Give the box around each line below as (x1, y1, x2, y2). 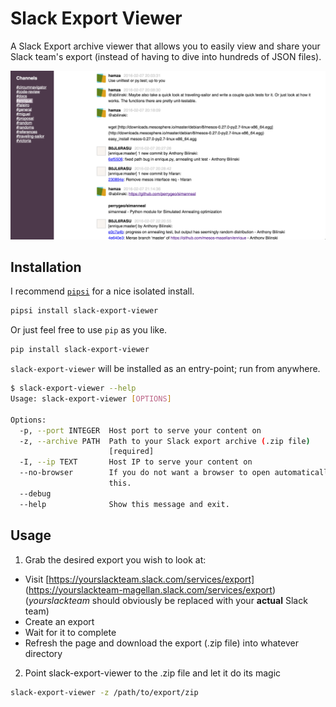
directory (24, 647, 63, 659)
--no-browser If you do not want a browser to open (19, 468, 271, 478)
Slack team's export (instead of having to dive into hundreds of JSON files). (10, 50, 322, 62)
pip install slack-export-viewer (10, 345, 150, 355)
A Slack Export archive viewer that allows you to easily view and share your (10, 40, 321, 52)
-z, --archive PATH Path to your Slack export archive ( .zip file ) (19, 436, 311, 446)
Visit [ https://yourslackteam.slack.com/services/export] (24, 573, 255, 585)
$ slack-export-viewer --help (10, 383, 137, 394)
